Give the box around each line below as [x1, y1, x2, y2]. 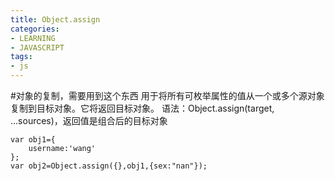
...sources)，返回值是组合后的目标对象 [10, 115, 168, 126]
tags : [10, 52, 33, 62]
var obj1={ [10, 135, 56, 145]
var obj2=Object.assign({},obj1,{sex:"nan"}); [10, 161, 208, 171]
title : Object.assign [10, 14, 101, 25]
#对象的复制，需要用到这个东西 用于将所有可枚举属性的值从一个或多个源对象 [10, 90, 325, 101]
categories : [10, 24, 60, 34]
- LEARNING [10, 33, 56, 43]
